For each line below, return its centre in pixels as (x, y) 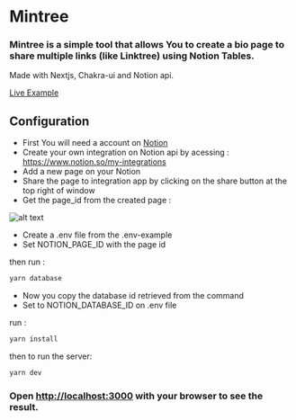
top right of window (59, 191)
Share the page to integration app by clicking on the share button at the (155, 181)
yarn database (36, 279)
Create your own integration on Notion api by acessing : (126, 152)
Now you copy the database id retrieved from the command (133, 296)
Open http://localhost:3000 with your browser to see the (136, 396)
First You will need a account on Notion (95, 143)
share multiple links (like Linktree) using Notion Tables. (132, 56)
